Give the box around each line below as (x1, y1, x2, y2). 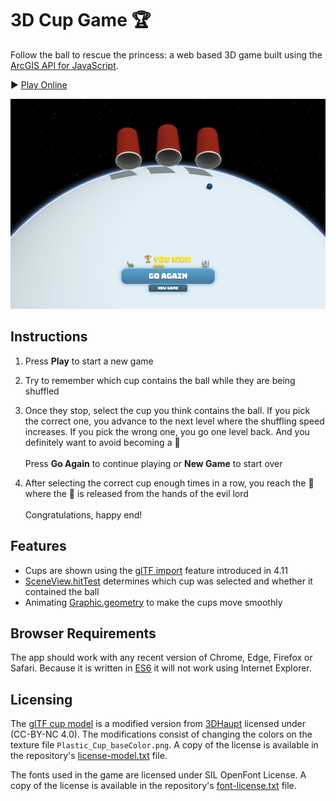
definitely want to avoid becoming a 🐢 (24, 436, 181, 448)
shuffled (24, 385, 60, 397)
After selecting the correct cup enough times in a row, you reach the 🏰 (24, 477, 315, 489)
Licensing (10, 691, 73, 708)
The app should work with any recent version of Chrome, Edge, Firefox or (10, 652, 313, 664)
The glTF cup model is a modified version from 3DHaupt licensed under (10, 718, 306, 730)
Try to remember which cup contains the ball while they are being (24, 374, 296, 386)
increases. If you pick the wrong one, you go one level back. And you (24, 425, 310, 437)
